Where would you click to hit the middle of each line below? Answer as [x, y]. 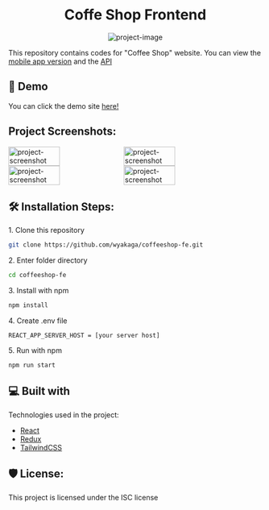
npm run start [32, 365]
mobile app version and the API [60, 61]
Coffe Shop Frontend [135, 15]
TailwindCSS [41, 447]
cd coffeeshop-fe [37, 276]
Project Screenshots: [62, 132]
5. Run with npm [35, 350]
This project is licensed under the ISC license [83, 497]
